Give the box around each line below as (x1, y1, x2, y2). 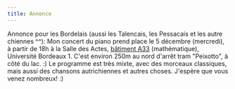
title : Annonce (7, 10, 52, 18)
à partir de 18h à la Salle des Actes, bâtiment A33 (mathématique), (7, 44, 199, 53)
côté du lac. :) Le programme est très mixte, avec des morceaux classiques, (7, 59, 227, 67)
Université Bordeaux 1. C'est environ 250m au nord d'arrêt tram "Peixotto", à (7, 52, 229, 60)
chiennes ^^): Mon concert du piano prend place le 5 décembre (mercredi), (7, 36, 225, 46)
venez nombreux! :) (7, 74, 64, 83)
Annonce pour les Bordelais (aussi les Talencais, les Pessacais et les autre (7, 29, 223, 38)
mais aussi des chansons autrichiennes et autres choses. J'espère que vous (7, 67, 229, 75)
